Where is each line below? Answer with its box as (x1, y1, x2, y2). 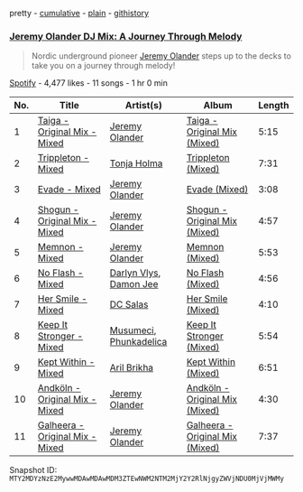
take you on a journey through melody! (31, 60, 176, 71)
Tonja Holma (109, 157, 163, 170)
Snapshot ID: (9, 465, 58, 476)
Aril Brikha (109, 361, 154, 374)
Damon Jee (109, 278, 159, 291)
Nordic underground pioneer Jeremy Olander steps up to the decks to (31, 51, 291, 61)
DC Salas (109, 298, 149, 311)
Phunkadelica (109, 336, 168, 348)
